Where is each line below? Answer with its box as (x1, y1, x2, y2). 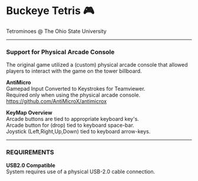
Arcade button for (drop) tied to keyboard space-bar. (6, 121, 134, 129)
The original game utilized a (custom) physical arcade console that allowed (6, 61, 188, 68)
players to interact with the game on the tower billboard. (6, 68, 143, 75)
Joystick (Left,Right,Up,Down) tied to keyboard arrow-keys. (6, 128, 151, 135)
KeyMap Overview (6, 109, 52, 116)
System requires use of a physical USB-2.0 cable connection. (6, 168, 156, 175)
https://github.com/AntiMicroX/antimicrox (6, 98, 107, 105)
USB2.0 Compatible (6, 162, 56, 169)
